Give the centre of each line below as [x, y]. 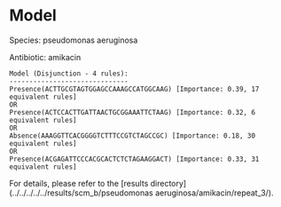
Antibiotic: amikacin [45, 57]
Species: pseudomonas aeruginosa [74, 40]
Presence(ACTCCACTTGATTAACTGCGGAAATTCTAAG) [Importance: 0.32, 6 [132, 112]
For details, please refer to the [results [79, 183]
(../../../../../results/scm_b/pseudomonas [81, 193]
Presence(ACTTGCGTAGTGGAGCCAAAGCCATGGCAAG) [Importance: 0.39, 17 [134, 89]
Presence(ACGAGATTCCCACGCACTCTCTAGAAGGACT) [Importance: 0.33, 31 [134, 159]
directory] [168, 183]
